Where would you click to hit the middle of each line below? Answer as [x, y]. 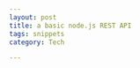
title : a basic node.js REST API [70, 26]
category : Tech [37, 42]
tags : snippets [37, 34]
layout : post [33, 17]
